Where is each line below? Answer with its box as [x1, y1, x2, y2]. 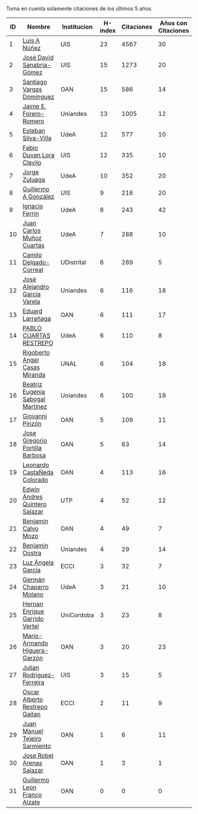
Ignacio [22, 202, 43, 210]
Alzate [22, 798, 40, 806]
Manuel [22, 727, 44, 735]
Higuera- [22, 647, 49, 654]
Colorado [22, 476, 48, 484]
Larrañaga [22, 315, 51, 322]
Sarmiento [22, 742, 51, 750]
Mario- [22, 632, 43, 639]
